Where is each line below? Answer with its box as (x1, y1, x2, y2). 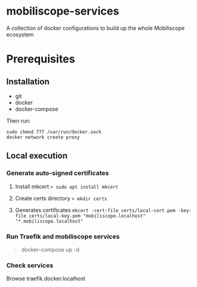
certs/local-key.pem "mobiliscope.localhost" (28, 213, 146, 219)
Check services (6, 261, 53, 269)
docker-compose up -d (21, 246, 80, 253)
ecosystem (6, 30, 35, 38)
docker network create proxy (6, 134, 80, 140)
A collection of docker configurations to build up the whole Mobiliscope (6, 24, 185, 32)
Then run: (6, 117, 31, 124)
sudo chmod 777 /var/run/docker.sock (6, 129, 102, 135)
